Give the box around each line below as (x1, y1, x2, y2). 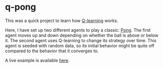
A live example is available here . (5, 57, 70, 63)
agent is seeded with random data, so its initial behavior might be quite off (5, 43, 155, 48)
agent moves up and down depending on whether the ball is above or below (5, 32, 159, 38)
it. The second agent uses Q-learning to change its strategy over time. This (5, 37, 157, 43)
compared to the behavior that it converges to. (5, 48, 99, 54)
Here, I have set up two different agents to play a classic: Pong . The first (5, 27, 151, 33)
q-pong (5, 1, 36, 13)
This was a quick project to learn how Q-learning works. (5, 18, 118, 23)
